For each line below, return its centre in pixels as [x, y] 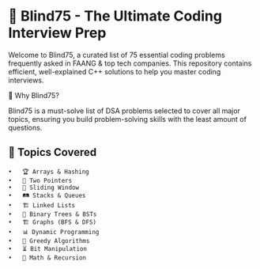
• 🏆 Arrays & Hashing [49, 172]
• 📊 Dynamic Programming [54, 232]
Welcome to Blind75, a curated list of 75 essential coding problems [117, 55]
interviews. [26, 80]
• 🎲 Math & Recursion [47, 258]
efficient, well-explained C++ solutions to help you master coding [115, 71]
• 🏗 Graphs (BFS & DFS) [53, 222]
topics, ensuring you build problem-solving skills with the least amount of [128, 119]
